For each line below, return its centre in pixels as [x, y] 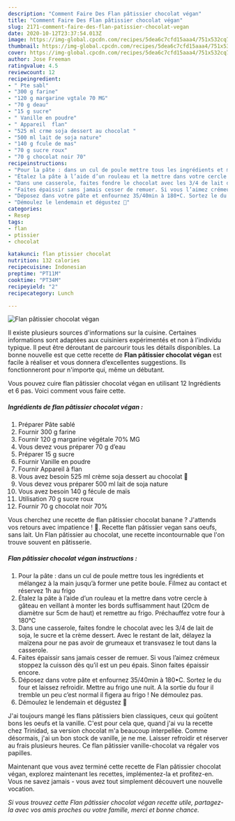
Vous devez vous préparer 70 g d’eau [72, 447]
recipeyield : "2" [33, 287]
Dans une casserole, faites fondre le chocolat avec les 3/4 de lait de [115, 628]
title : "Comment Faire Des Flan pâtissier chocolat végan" [96, 20]
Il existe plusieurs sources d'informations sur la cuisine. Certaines [103, 332]
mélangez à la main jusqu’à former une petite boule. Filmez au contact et [122, 583]
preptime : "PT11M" [35, 274]
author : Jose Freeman [39, 59]
